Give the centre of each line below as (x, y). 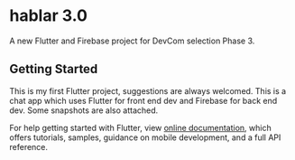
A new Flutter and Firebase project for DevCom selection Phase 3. (132, 41)
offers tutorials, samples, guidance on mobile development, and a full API (145, 137)
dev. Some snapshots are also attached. (84, 110)
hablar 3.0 (49, 16)
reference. (28, 146)
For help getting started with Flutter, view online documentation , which (141, 127)
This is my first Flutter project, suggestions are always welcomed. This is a (148, 90)
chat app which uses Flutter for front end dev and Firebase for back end (143, 100)
